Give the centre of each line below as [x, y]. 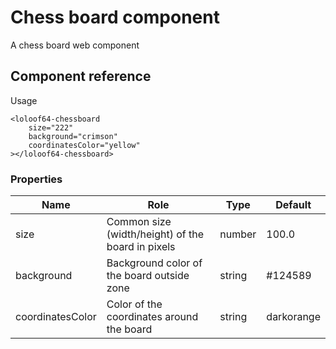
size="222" [51, 127]
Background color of [154, 263]
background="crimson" [73, 136]
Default [293, 205]
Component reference [81, 76]
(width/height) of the [155, 234]
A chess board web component [75, 45]
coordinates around [152, 317]
